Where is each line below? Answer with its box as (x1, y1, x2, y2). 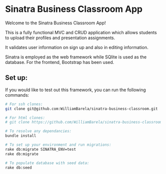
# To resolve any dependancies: (5, 129, 72, 134)
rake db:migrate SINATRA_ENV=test (5, 147, 77, 152)
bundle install (5, 133, 37, 138)
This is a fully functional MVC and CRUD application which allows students (5, 29, 157, 35)
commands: (5, 92, 30, 98)
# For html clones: (5, 115, 45, 120)
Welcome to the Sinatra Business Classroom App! (5, 20, 106, 26)
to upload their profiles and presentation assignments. (5, 35, 115, 41)
